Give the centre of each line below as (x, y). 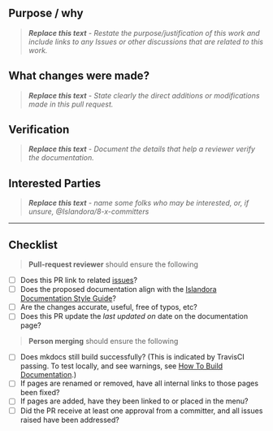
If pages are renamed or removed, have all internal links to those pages (139, 383)
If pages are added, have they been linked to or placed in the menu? (134, 401)
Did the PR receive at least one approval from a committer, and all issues (141, 411)
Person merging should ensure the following (103, 342)
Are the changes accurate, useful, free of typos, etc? (108, 307)
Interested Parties (55, 183)
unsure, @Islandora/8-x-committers (89, 211)
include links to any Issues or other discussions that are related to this (146, 41)
